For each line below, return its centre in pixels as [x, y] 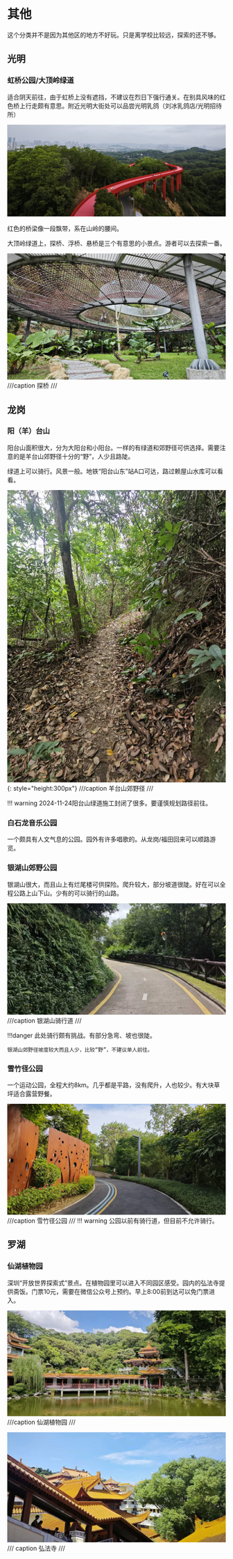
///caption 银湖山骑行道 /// [44, 1020]
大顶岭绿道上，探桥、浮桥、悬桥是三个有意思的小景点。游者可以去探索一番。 [116, 243]
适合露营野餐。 [34, 1093]
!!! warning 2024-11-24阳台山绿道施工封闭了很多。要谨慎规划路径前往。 [110, 803]
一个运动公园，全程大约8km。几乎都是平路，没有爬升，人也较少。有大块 [111, 1085]
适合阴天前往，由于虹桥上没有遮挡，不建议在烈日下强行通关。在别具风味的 [113, 97]
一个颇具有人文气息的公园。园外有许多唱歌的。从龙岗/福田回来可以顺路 [109, 839]
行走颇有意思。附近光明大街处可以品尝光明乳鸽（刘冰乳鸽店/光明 [118, 106]
